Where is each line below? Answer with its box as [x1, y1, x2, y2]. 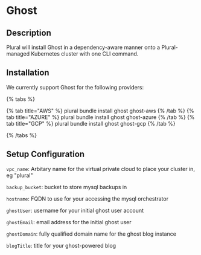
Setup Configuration [6, 149, 85, 160]
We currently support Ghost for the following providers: [6, 83, 144, 91]
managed [6, 50, 30, 57]
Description [6, 28, 51, 38]
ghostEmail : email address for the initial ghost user [6, 218, 132, 225]
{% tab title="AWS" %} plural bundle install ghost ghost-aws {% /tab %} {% [6, 107, 194, 114]
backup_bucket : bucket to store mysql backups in [6, 183, 127, 190]
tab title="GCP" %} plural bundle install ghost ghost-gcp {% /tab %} [6, 120, 176, 127]
